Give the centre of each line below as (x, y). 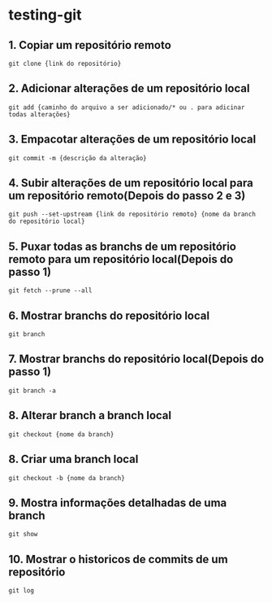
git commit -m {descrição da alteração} (78, 158)
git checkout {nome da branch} (61, 434)
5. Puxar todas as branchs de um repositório (123, 246)
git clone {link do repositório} (65, 63)
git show (23, 535)
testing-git (45, 15)
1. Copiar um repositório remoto (90, 45)
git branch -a (32, 391)
